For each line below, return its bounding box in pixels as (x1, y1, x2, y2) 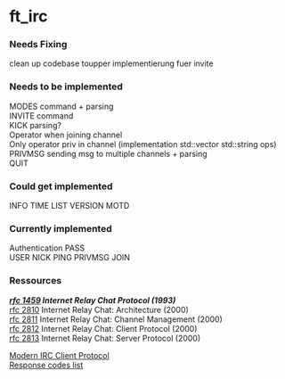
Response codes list (9, 359, 84, 370)
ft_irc (9, 6, 48, 27)
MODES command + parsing (9, 101, 114, 111)
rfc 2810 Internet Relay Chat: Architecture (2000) (9, 304, 189, 315)
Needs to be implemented (9, 80, 123, 93)
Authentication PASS (9, 243, 85, 253)
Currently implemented (9, 223, 113, 235)
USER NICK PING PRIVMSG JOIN (9, 252, 131, 263)
